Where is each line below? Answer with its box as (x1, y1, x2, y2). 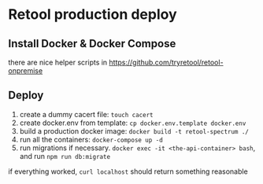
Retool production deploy (8, 6, 177, 24)
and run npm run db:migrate (19, 151, 111, 160)
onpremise (8, 66, 43, 75)
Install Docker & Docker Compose (8, 37, 176, 50)
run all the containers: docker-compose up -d (19, 134, 163, 144)
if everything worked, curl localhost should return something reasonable (8, 167, 248, 176)
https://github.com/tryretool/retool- (109, 57, 224, 67)
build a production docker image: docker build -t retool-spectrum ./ (19, 126, 250, 135)
